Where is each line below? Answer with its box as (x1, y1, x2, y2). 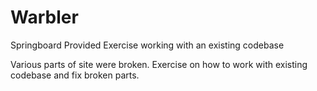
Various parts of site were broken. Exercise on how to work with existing (10, 58, 308, 70)
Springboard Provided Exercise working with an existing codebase (10, 39, 285, 51)
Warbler (10, 6, 79, 29)
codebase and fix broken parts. (10, 69, 140, 81)
